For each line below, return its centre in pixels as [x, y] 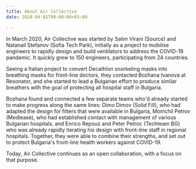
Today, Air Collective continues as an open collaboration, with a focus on [94, 153]
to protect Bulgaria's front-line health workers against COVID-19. [84, 142]
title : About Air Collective [42, 11]
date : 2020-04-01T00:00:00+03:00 [47, 17]
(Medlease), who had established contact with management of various [91, 117]
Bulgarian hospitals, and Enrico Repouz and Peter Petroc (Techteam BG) [93, 123]
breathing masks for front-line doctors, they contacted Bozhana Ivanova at [96, 75]
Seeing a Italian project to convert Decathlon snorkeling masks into [87, 68]
